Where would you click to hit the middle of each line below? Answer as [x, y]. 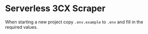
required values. [22, 27]
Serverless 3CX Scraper [55, 8]
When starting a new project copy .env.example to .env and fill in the [74, 22]
